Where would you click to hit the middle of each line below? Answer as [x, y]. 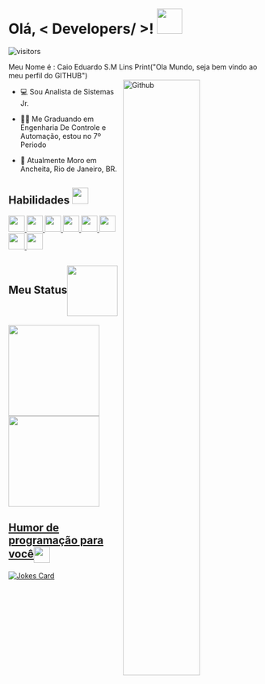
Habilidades [39, 201]
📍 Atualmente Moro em [58, 160]
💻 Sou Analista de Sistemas [67, 91]
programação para [56, 540]
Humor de [34, 528]
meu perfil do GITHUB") [48, 75]
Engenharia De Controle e [63, 127]
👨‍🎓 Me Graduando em [57, 119]
